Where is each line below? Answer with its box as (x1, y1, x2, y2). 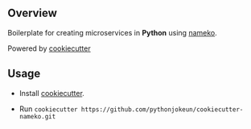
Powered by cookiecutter (7, 44, 91, 53)
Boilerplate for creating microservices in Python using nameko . (7, 27, 218, 37)
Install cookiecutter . (19, 88, 85, 98)
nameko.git (19, 112, 56, 120)
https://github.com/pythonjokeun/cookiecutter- (80, 105, 244, 114)
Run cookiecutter (19, 104, 78, 114)
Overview (7, 6, 58, 20)
